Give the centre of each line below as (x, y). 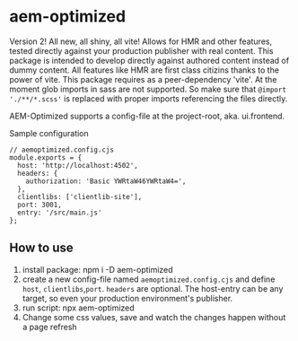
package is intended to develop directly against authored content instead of (149, 60)
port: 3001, (40, 205)
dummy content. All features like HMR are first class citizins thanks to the (145, 70)
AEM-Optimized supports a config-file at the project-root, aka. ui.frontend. (147, 116)
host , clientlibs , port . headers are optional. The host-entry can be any (153, 288)
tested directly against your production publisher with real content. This (141, 50)
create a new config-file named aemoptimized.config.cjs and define (149, 279)
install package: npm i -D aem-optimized (97, 269)
